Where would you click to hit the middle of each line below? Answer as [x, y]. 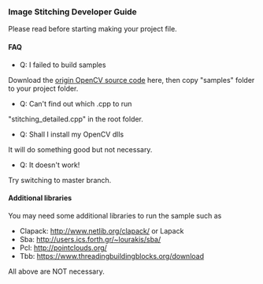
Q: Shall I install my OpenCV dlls [72, 134]
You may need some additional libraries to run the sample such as [115, 215]
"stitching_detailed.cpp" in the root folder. [76, 119]
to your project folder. [43, 88]
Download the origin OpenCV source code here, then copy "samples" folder [131, 80]
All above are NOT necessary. [56, 271]
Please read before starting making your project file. [93, 29]
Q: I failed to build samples [63, 65]
